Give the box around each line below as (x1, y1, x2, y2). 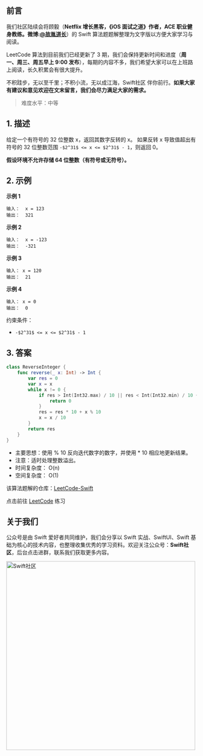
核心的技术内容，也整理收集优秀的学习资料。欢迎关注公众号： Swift (16, 541, 184, 549)
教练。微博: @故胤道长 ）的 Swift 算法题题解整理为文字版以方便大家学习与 (11, 30, 193, 37)
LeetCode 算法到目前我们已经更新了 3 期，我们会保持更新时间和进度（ (6, 51, 181, 58)
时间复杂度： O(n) (14, 464, 60, 471)
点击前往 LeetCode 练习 (6, 497, 66, 505)
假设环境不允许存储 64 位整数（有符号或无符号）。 (6, 156, 130, 163)
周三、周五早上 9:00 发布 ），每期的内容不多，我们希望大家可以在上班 (16, 58, 188, 65)
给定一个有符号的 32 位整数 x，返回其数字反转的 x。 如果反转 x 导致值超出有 (6, 135, 196, 143)
